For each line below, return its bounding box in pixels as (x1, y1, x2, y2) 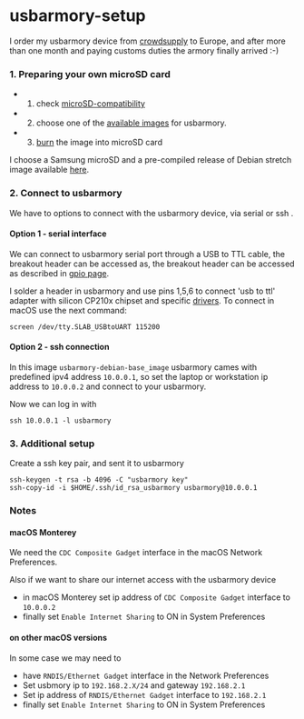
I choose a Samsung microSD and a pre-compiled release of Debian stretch (9, 155, 292, 165)
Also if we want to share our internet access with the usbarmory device (9, 574, 277, 585)
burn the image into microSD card (35, 137, 163, 148)
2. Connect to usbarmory (9, 187, 123, 200)
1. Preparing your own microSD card (9, 67, 171, 80)
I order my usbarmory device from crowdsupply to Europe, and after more (9, 35, 286, 46)
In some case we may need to (9, 652, 122, 664)
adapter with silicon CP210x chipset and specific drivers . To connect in (9, 295, 275, 305)
